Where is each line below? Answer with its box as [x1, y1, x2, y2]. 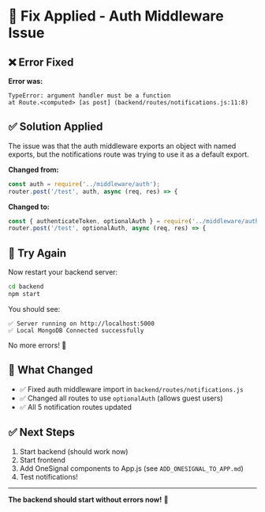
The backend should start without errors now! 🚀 [8, 495, 169, 504]
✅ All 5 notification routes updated [19, 402, 132, 411]
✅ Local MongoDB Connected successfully [8, 326, 144, 335]
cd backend [8, 283, 44, 291]
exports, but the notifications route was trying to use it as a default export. [8, 150, 250, 159]
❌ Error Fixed [8, 55, 74, 69]
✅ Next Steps [8, 426, 75, 439]
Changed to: [8, 202, 50, 211]
